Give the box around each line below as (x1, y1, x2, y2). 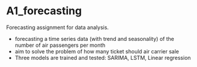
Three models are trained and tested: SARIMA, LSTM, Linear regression (14, 54, 191, 61)
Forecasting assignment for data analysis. (6, 24, 109, 31)
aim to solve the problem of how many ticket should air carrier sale (14, 47, 179, 55)
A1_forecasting (6, 4, 82, 18)
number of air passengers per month (14, 42, 106, 49)
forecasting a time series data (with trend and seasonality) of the (14, 35, 174, 42)
